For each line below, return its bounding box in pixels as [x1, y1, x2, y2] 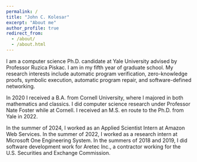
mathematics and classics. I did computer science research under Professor [6, 100, 191, 107]
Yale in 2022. [6, 113, 38, 120]
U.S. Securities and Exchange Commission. [6, 149, 111, 156]
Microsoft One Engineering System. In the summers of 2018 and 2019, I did [6, 137, 188, 144]
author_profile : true [6, 25, 59, 31]
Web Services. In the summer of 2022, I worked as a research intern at [6, 130, 178, 137]
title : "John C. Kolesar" [6, 14, 69, 20]
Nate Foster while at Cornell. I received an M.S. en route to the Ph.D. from [6, 107, 184, 114]
